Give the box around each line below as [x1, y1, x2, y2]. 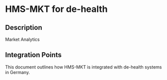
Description [5, 23, 42, 32]
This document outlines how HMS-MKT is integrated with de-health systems [5, 64, 162, 70]
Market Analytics [5, 36, 40, 42]
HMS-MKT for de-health [5, 3, 108, 15]
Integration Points [5, 51, 62, 59]
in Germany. [5, 69, 30, 75]
